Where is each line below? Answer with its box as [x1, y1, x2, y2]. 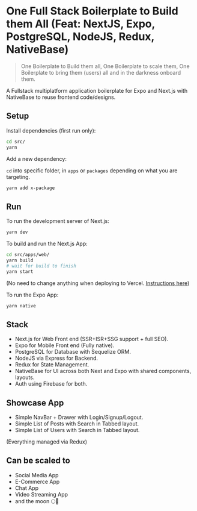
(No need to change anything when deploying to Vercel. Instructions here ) [6, 279, 190, 287]
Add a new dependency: [6, 155, 67, 162]
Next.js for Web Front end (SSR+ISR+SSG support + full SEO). [14, 336, 169, 343]
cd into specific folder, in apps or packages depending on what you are [6, 167, 178, 174]
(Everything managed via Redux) [6, 438, 88, 445]
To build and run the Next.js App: [6, 240, 88, 248]
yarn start [6, 268, 34, 275]
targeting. [6, 173, 31, 180]
